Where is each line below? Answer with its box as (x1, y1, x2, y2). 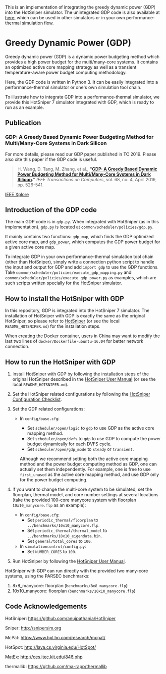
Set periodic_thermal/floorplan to (27, 517, 98, 523)
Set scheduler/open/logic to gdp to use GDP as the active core (27, 425, 155, 431)
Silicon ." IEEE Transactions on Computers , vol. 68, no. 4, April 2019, (17, 176, 157, 182)
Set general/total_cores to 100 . (27, 538, 92, 544)
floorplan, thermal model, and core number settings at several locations (12, 492, 159, 498)
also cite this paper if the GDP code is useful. (5, 156, 98, 162)
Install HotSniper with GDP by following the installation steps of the (12, 371, 149, 377)
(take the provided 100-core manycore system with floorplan (12, 497, 136, 503)
